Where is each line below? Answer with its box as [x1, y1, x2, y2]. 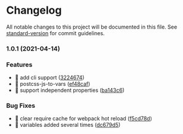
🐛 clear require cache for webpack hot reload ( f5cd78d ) [14, 115, 153, 122]
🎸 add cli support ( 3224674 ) [14, 74, 85, 81]
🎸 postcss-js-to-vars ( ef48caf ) [14, 80, 91, 88]
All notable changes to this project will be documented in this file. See [6, 23, 178, 30]
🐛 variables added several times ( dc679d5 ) [14, 121, 121, 129]
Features [6, 60, 33, 68]
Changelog [6, 4, 62, 17]
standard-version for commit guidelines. [6, 29, 105, 36]
